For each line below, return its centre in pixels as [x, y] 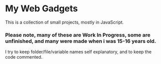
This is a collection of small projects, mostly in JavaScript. [65, 22]
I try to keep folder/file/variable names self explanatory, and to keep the [78, 52]
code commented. [24, 57]
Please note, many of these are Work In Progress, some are [78, 35]
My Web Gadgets [41, 9]
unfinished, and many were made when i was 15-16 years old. [81, 41]
